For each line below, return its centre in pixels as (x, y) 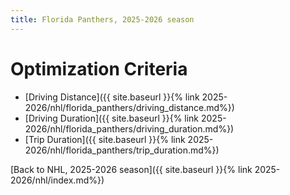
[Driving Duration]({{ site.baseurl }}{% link (112, 118)
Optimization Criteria (99, 68)
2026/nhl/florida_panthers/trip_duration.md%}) (122, 150)
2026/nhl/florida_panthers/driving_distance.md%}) (129, 107)
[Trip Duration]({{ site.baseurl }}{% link (105, 139)
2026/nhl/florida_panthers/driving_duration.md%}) (129, 128)
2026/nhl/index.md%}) (57, 180)
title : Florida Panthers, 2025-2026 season (102, 19)
